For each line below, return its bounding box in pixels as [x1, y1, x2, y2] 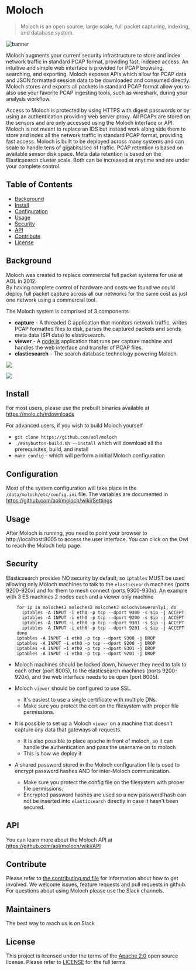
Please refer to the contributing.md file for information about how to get [6, 875, 178, 882]
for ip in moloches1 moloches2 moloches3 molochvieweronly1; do [16, 604, 177, 610]
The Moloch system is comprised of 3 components [6, 307, 129, 314]
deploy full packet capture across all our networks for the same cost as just [6, 290, 188, 297]
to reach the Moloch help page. [6, 542, 82, 549]
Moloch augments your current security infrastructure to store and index [6, 52, 181, 59]
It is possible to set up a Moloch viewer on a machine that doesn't [14, 720, 173, 727]
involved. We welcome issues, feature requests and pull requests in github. [6, 881, 187, 888]
